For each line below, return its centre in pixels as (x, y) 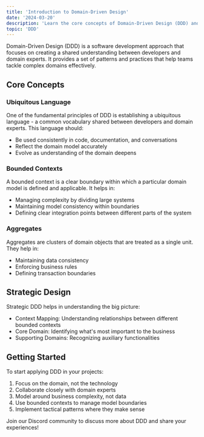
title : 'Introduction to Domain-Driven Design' (68, 12)
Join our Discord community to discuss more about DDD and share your (96, 421)
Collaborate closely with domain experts (66, 390)
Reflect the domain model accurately (61, 146)
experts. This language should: (45, 128)
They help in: (23, 248)
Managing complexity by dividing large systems (75, 200)
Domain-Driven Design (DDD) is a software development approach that (95, 46)
